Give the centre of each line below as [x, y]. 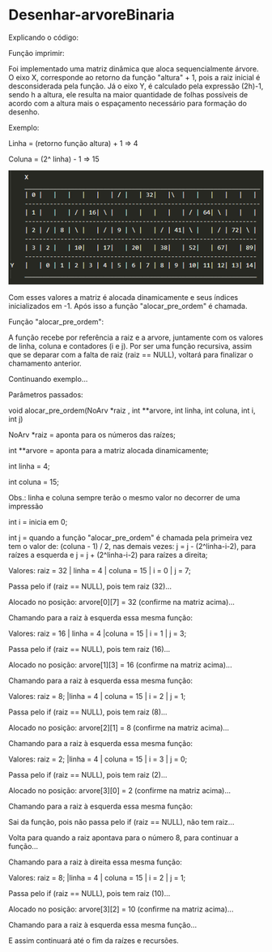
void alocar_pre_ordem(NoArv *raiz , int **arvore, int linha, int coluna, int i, [132, 410]
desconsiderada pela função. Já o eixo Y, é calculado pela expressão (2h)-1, [136, 86]
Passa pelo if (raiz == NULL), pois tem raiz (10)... [89, 894]
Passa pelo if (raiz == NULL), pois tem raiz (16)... [89, 650]
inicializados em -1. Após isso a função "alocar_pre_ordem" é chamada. [128, 307]
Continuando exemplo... [48, 380]
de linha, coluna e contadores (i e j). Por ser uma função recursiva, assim [130, 346]
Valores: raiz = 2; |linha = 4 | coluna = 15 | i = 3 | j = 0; [98, 759]
